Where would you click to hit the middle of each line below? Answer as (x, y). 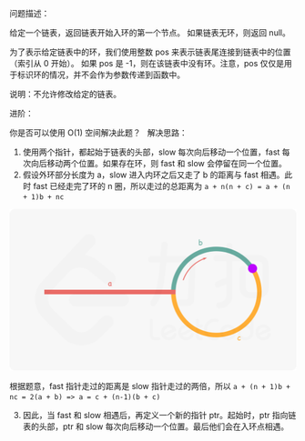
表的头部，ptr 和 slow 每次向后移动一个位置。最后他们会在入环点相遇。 (156, 426)
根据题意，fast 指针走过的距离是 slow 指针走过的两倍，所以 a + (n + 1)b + (150, 386)
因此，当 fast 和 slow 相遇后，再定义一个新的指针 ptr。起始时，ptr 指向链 (159, 415)
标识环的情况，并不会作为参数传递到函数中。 (101, 75)
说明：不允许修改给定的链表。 (65, 94)
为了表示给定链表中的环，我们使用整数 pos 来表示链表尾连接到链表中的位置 (150, 52)
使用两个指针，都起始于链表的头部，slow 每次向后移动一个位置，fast (151, 152)
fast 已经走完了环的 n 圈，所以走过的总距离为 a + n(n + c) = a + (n (162, 186)
